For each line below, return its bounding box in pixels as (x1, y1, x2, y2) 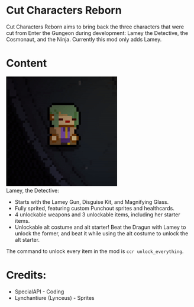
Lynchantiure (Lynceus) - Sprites (14, 294, 95, 301)
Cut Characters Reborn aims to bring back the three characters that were (6, 23, 185, 30)
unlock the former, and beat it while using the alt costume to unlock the (14, 229, 189, 237)
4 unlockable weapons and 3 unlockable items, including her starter (14, 211, 180, 218)
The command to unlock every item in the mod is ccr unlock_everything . (6, 247, 184, 255)
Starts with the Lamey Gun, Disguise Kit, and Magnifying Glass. (14, 198, 169, 205)
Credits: (6, 268, 47, 282)
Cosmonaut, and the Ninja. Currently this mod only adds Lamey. (6, 36, 162, 43)
